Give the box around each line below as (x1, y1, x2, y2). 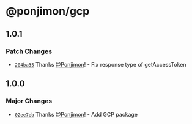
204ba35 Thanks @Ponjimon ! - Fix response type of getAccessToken (14, 60, 186, 68)
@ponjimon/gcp (6, 4, 90, 18)
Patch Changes (6, 47, 53, 56)
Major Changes (6, 97, 53, 105)
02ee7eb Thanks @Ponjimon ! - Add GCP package (14, 111, 138, 118)
